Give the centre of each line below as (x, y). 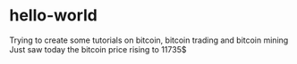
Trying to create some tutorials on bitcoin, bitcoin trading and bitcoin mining (149, 40)
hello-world (54, 16)
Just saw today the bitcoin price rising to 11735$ (98, 49)
